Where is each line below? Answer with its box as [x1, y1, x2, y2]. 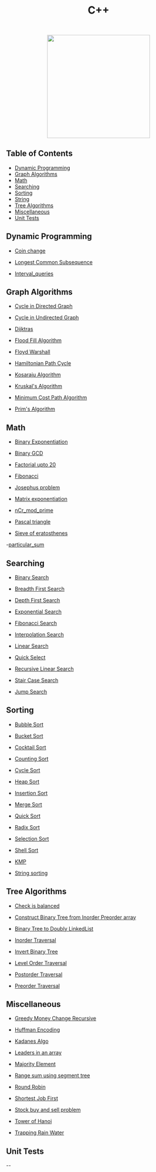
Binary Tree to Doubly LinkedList [14, 925, 94, 932]
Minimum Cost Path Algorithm [14, 394, 87, 401]
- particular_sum [6, 541, 45, 549]
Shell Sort [14, 846, 39, 853]
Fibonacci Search [14, 620, 57, 626]
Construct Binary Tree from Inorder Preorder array [14, 914, 137, 921]
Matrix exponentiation [14, 495, 67, 503]
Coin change [14, 247, 46, 254]
